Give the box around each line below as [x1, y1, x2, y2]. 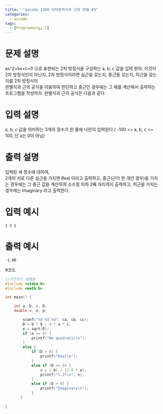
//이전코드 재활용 [5, 276, 36, 281]
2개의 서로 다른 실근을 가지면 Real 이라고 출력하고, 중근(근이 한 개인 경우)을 [5, 175, 149, 181]
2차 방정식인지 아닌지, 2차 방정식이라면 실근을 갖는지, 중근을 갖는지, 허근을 [5, 72, 148, 78]
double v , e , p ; [14, 309, 48, 313]
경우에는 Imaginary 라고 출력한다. [5, 187, 70, 193]
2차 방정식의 [14, 78, 38, 84]
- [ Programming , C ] [9, 26, 50, 31]
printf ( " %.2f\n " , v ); [40, 372, 84, 377]
